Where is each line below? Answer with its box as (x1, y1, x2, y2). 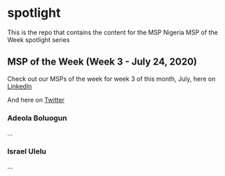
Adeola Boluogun (7, 113, 67, 123)
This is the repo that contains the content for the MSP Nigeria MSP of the (7, 28, 219, 36)
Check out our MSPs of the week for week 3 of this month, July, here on (7, 74, 216, 83)
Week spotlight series (7, 35, 70, 43)
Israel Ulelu (7, 146, 47, 156)
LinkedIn (7, 82, 32, 90)
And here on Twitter (7, 95, 65, 104)
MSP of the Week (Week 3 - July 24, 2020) (7, 56, 198, 68)
